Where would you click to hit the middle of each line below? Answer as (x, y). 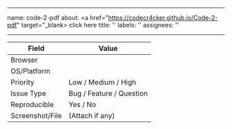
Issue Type (28, 93)
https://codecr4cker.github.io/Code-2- (163, 17)
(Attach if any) (92, 116)
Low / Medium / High (103, 82)
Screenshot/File (36, 116)
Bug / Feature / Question (108, 93)
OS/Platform (30, 71)
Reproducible (32, 105)
